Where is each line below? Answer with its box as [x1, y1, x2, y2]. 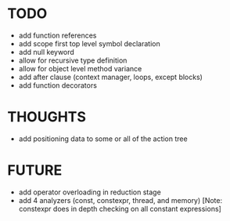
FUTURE [7, 161, 63, 179]
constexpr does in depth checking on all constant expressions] [18, 204, 222, 213]
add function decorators [18, 80, 97, 90]
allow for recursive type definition [18, 56, 128, 65]
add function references [18, 31, 97, 40]
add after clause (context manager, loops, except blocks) [18, 72, 203, 82]
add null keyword [18, 47, 75, 56]
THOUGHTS [7, 108, 87, 126]
